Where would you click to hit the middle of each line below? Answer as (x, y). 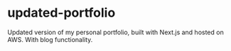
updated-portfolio (61, 13)
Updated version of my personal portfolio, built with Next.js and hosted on (116, 32)
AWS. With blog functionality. (50, 39)
